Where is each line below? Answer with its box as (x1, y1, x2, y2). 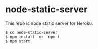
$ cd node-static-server (5, 30, 58, 35)
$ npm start (5, 39, 30, 44)
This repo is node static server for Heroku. (5, 20, 93, 26)
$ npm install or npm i (5, 34, 60, 39)
